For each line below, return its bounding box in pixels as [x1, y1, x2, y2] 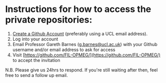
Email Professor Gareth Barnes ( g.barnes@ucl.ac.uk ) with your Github [12, 41, 157, 47]
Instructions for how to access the [5, 3, 151, 15]
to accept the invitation [12, 57, 60, 63]
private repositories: [5, 14, 93, 25]
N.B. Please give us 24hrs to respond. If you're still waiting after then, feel [5, 66, 158, 73]
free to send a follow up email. [5, 72, 68, 78]
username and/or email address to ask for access [12, 46, 116, 52]
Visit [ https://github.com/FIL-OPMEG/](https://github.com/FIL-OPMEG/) [12, 51, 161, 58]
